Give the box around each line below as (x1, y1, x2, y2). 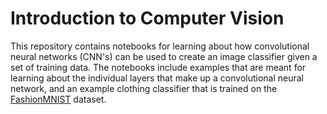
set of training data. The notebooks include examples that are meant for (10, 61, 307, 73)
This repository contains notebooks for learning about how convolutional (10, 40, 310, 52)
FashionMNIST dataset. (10, 93, 107, 105)
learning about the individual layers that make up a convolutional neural (10, 72, 304, 84)
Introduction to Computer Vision (10, 7, 285, 30)
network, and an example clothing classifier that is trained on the (10, 82, 278, 94)
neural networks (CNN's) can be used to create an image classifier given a (10, 50, 318, 62)
